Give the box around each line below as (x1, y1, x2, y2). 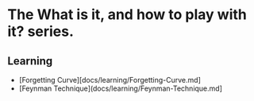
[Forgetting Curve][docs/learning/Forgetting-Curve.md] (18, 76, 202, 84)
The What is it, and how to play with (7, 6, 247, 24)
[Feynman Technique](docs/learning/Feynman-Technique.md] (18, 84, 223, 93)
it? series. (7, 22, 75, 41)
